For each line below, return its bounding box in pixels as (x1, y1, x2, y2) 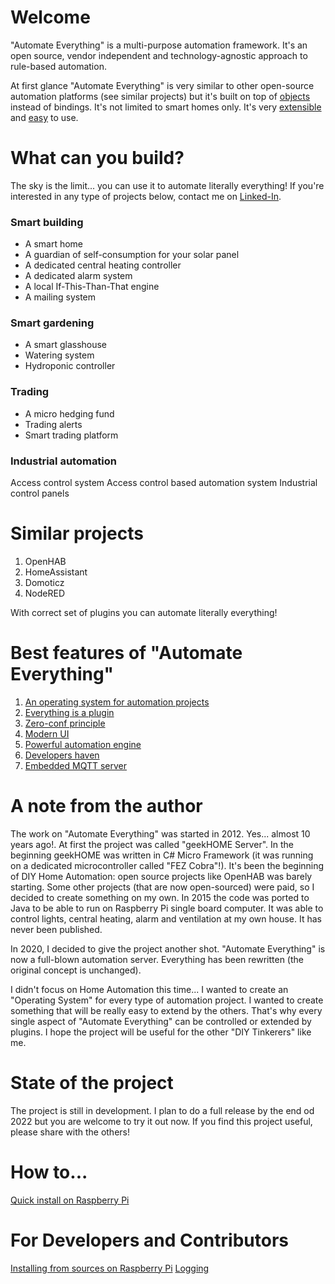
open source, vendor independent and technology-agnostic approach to (10, 49, 308, 61)
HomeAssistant (24, 566, 88, 578)
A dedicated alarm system (24, 270, 133, 282)
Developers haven (24, 749, 100, 761)
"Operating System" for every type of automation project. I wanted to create (10, 994, 324, 1006)
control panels (10, 487, 70, 500)
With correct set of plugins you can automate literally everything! (10, 607, 278, 618)
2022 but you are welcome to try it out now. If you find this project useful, (10, 1115, 313, 1127)
